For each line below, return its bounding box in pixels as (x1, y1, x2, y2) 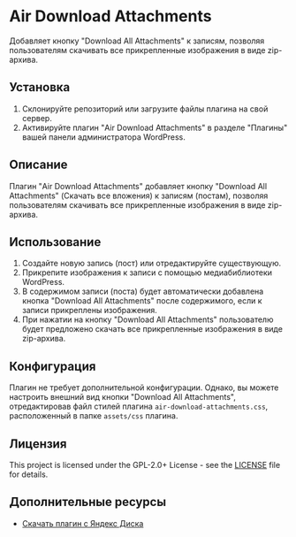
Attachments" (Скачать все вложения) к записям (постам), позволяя (9, 190, 269, 201)
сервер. (21, 112, 53, 123)
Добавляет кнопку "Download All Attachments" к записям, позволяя (9, 35, 265, 46)
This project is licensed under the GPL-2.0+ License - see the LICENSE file (9, 460, 281, 470)
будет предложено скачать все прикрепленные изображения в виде (21, 324, 283, 334)
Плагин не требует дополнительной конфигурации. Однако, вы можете (9, 382, 279, 393)
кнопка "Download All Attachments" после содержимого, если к (21, 295, 262, 306)
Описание (9, 157, 68, 173)
